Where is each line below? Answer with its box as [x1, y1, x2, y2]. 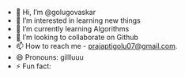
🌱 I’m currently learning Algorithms [15, 24, 130, 33]
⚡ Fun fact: [15, 61, 51, 71]
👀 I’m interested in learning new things [15, 16, 141, 25]
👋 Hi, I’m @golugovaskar [15, 8, 96, 16]
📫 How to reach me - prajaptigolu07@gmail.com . [15, 42, 178, 50]
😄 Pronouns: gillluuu [15, 53, 85, 62]
